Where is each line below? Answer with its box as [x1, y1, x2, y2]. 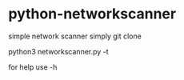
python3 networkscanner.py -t [8, 46, 110, 56]
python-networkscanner [8, 5, 177, 23]
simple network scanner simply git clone [8, 31, 142, 41]
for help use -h [8, 62, 58, 72]
